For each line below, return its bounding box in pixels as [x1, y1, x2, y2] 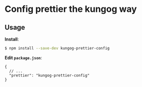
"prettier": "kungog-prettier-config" [9, 73, 90, 78]
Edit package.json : [4, 54, 42, 60]
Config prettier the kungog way [4, 3, 137, 15]
